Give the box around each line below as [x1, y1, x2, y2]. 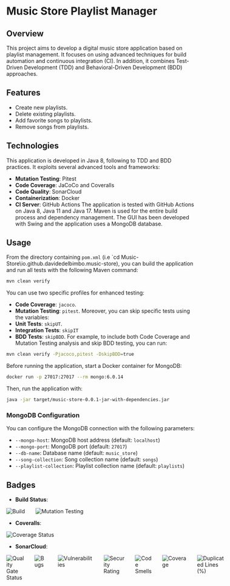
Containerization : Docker [15, 194, 80, 201]
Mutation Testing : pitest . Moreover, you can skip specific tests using [15, 307, 190, 315]
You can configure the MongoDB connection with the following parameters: [6, 425, 195, 432]
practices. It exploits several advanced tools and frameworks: [6, 163, 160, 170]
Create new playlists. [15, 104, 68, 111]
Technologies [6, 141, 59, 151]
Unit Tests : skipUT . [15, 320, 63, 328]
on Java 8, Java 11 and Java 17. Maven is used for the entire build [15, 207, 178, 215]
